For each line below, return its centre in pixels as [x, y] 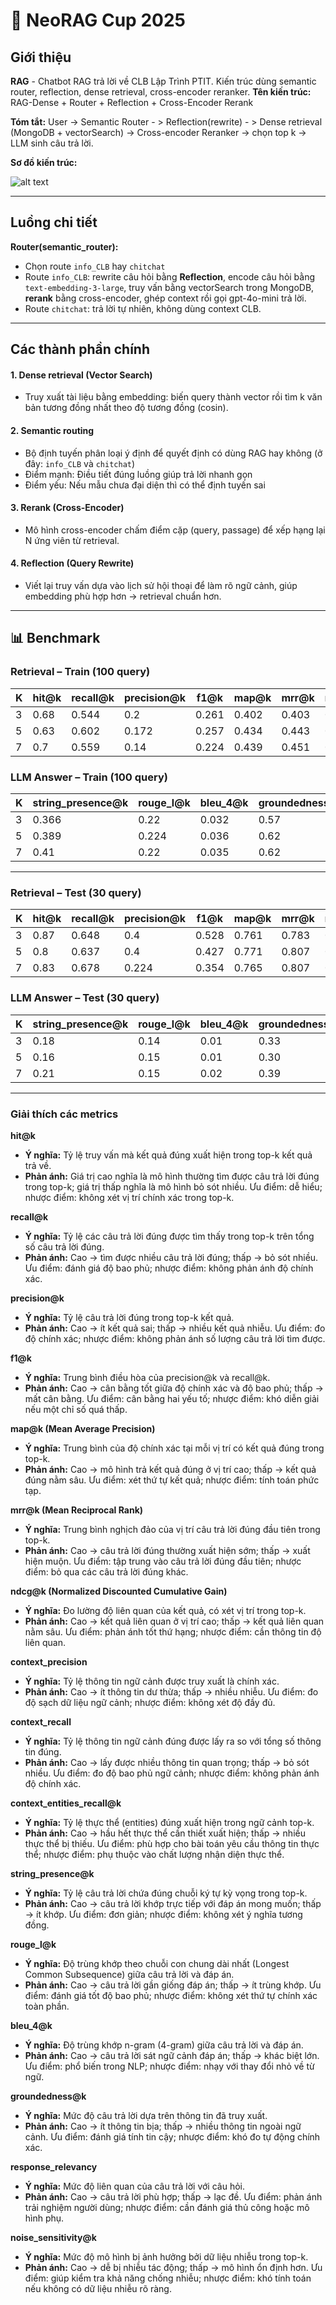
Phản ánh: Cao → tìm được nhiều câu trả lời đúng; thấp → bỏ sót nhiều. [171, 1257]
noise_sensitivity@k [53, 2237]
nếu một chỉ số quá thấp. [76, 1409]
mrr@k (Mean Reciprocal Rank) [77, 1510]
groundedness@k [48, 2096]
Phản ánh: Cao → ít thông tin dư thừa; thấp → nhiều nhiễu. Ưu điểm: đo [171, 1691]
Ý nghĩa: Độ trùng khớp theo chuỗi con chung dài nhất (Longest [157, 1963]
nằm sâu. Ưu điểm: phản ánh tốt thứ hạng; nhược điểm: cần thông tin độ [173, 1631]
